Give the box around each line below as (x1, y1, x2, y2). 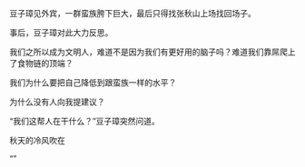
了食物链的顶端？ (9, 58, 74, 68)
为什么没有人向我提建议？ (9, 96, 105, 107)
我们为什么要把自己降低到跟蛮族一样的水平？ (9, 77, 177, 88)
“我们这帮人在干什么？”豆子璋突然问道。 (9, 116, 161, 126)
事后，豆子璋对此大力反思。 (9, 27, 113, 38)
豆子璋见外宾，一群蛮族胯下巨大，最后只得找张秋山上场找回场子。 (9, 8, 256, 18)
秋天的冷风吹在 (9, 135, 65, 145)
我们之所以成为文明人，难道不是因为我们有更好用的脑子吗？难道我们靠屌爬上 (9, 46, 296, 57)
